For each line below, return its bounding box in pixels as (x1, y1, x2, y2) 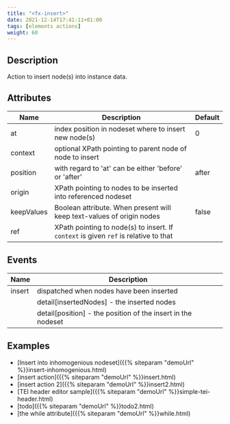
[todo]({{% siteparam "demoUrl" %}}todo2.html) (16, 401, 154, 410)
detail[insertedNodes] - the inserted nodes (36, 297, 176, 306)
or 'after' (54, 172, 82, 181)
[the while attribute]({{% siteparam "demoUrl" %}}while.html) (16, 409, 191, 417)
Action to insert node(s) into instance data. (7, 72, 128, 81)
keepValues (10, 207, 48, 216)
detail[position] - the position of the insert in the (36, 308, 192, 318)
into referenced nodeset (54, 191, 132, 201)
